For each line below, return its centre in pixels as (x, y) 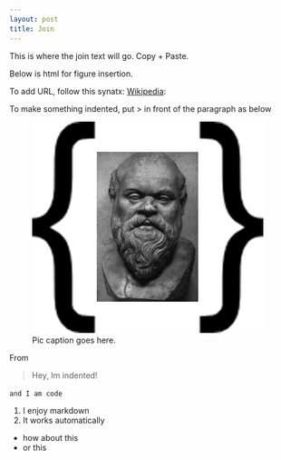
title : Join (32, 29)
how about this (50, 437)
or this (34, 447)
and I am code (36, 394)
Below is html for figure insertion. (71, 74)
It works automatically (64, 420)
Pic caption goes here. (74, 340)
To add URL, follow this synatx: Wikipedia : (88, 91)
